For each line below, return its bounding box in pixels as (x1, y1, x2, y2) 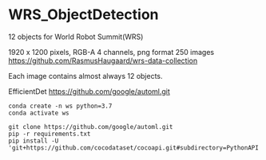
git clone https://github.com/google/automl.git (8, 123, 173, 131)
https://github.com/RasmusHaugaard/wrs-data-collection (8, 56, 198, 65)
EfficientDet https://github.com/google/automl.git (8, 86, 170, 96)
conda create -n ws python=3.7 (8, 102, 113, 110)
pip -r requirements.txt (8, 130, 91, 138)
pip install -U (8, 137, 59, 145)
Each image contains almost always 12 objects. (8, 71, 163, 80)
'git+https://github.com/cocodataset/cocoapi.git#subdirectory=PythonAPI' (8, 143, 263, 152)
